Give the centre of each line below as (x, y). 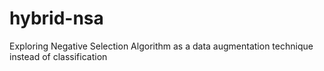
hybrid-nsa (56, 18)
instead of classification (58, 56)
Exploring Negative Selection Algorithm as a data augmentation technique (161, 46)
